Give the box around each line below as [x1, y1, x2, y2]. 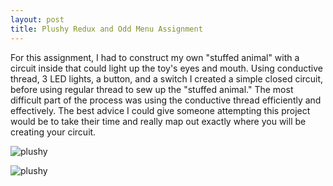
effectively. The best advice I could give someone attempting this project [10, 104, 311, 116]
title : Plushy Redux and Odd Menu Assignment [10, 24, 203, 34]
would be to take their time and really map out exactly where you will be [10, 115, 307, 127]
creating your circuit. [10, 126, 97, 138]
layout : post [10, 14, 65, 25]
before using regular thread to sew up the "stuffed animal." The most [10, 83, 294, 95]
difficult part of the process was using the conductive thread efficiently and [10, 94, 322, 106]
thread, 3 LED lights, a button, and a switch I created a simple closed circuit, [10, 72, 324, 85]
